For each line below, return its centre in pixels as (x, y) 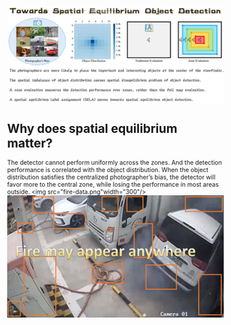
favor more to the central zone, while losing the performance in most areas (113, 184)
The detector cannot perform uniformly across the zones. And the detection (114, 162)
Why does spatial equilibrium (92, 129)
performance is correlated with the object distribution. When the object (108, 169)
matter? (30, 144)
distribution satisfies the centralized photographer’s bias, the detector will (111, 177)
